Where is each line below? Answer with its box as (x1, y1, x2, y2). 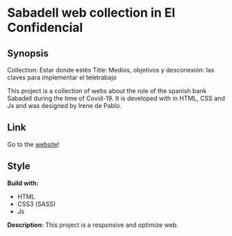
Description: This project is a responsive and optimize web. (7, 221, 179, 229)
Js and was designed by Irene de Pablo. (7, 102, 122, 109)
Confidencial (7, 19, 83, 36)
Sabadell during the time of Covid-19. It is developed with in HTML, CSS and (7, 94, 226, 102)
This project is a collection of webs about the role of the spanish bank (7, 87, 207, 95)
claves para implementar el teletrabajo (7, 73, 117, 81)
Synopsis (7, 47, 49, 59)
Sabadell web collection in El (7, 5, 176, 21)
